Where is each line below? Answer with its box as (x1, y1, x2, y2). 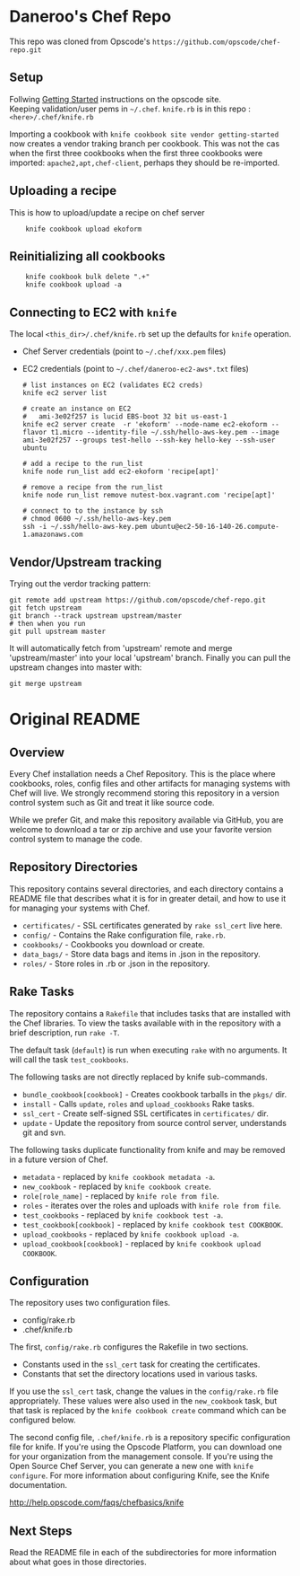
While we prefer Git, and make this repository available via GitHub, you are (9, 814, 284, 825)
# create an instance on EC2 (21, 404, 132, 414)
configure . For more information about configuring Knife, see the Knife (9, 1470, 270, 1481)
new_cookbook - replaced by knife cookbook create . (21, 1181, 212, 1192)
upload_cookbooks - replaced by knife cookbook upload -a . (21, 1228, 240, 1239)
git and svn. (21, 1127, 66, 1138)
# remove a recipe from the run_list (21, 483, 164, 492)
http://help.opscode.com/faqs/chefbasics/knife (9, 1497, 184, 1508)
